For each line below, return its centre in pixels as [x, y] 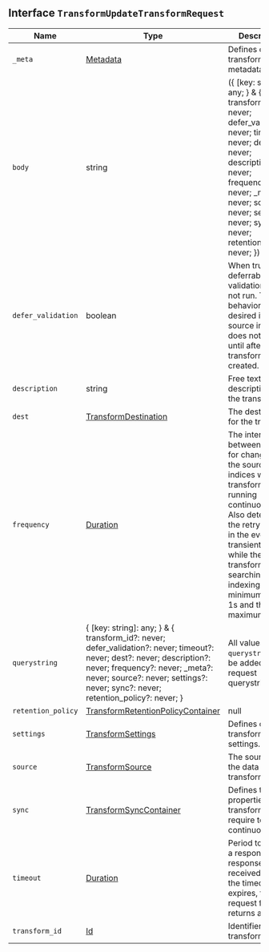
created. [243, 365]
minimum [245, 594]
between [245, 444]
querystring [35, 663]
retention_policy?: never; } [134, 697]
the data [243, 766]
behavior [245, 305]
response [246, 862]
